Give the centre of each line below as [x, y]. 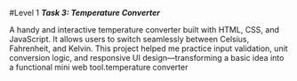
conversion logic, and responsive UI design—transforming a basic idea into [147, 58]
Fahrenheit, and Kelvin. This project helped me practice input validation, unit [148, 48]
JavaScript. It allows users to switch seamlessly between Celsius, [129, 39]
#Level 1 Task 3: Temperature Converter [84, 13]
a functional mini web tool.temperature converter [99, 67]
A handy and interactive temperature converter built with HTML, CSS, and [144, 29]
